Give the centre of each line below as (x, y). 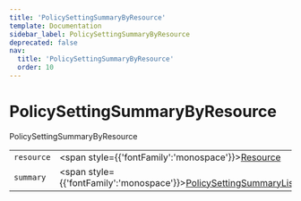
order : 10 (35, 68)
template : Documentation (56, 26)
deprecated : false (43, 42)
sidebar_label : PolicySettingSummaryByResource (100, 34)
